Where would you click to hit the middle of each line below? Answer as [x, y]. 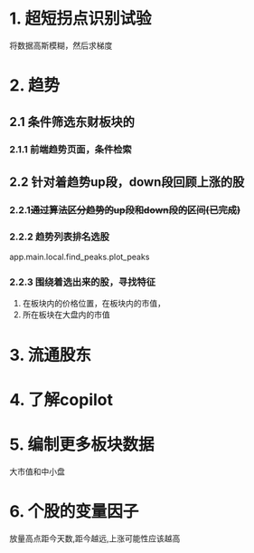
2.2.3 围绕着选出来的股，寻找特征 [83, 282]
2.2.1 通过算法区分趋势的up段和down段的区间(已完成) [125, 209]
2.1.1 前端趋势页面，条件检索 [71, 150]
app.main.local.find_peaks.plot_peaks [80, 257]
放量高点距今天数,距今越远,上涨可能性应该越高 [95, 538]
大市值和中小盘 [37, 471]
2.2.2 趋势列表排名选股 [60, 237]
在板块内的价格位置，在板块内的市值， [94, 304]
